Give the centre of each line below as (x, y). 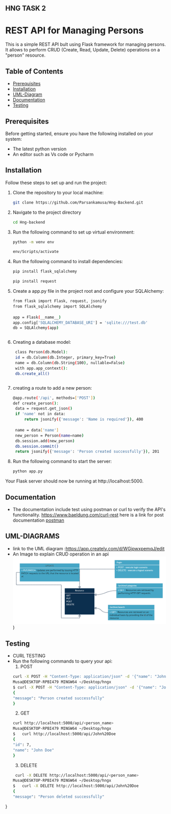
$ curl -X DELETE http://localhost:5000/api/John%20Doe (76, 786)
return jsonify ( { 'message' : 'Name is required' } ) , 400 (84, 419)
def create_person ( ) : (36, 403)
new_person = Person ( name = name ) (50, 436)
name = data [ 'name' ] (37, 430)
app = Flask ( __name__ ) (37, 317)
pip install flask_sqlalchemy (45, 272)
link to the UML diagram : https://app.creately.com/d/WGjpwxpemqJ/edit (89, 548)
